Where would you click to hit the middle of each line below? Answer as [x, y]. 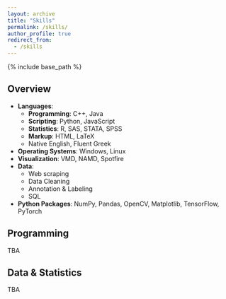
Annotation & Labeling [61, 189]
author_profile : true [39, 34]
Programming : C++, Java [66, 113]
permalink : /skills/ [38, 27]
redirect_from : [30, 40]
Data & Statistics [45, 273]
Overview [29, 89]
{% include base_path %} [45, 67]
